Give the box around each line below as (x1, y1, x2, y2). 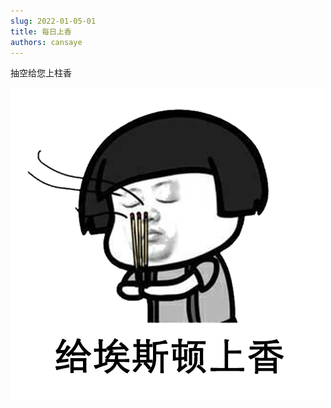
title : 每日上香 (10, 26, 72, 37)
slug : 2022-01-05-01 (10, 16, 97, 26)
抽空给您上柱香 (10, 67, 72, 79)
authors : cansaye (10, 37, 83, 47)
